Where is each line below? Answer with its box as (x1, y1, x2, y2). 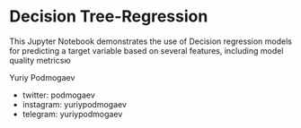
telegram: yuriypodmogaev (22, 108, 123, 119)
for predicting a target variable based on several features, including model (9, 45, 284, 55)
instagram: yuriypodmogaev (22, 98, 128, 109)
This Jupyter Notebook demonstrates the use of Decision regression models (9, 36, 292, 47)
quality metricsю (9, 55, 72, 65)
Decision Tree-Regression (9, 6, 208, 27)
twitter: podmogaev (22, 90, 96, 100)
